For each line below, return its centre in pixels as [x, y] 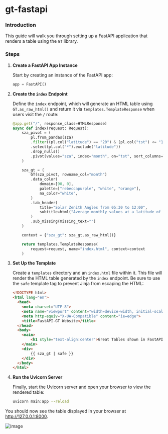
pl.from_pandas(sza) [52, 138]
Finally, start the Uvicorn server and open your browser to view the [82, 387]
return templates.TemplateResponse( [60, 244]
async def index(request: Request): [51, 128]
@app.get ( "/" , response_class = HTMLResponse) [60, 123]
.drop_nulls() [45, 151]
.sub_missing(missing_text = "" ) [63, 222]
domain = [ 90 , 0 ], [56, 184]
